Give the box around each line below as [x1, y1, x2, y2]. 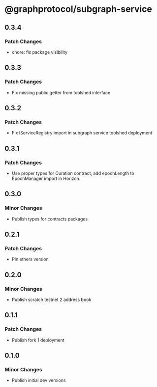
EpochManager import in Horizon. [11, 175, 81, 181]
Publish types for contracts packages [11, 216, 88, 222]
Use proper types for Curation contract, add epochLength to [11, 170, 134, 176]
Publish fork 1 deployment [11, 337, 64, 343]
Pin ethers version [11, 256, 49, 262]
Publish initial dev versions [11, 377, 66, 384]
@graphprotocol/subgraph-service [4, 3, 152, 15]
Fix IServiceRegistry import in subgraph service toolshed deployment [11, 130, 153, 136]
